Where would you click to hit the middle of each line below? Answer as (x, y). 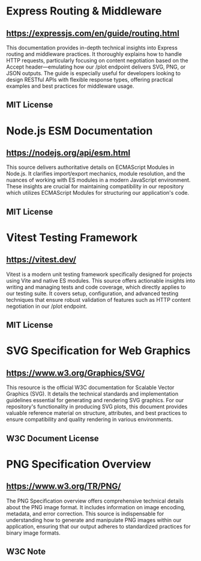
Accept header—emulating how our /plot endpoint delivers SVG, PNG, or (96, 67)
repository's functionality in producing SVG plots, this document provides (97, 406)
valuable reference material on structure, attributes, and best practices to (97, 413)
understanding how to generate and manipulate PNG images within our (94, 520)
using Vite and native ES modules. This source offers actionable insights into (101, 280)
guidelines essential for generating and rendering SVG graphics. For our (95, 400)
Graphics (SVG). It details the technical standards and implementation (92, 394)
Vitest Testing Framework (72, 237)
